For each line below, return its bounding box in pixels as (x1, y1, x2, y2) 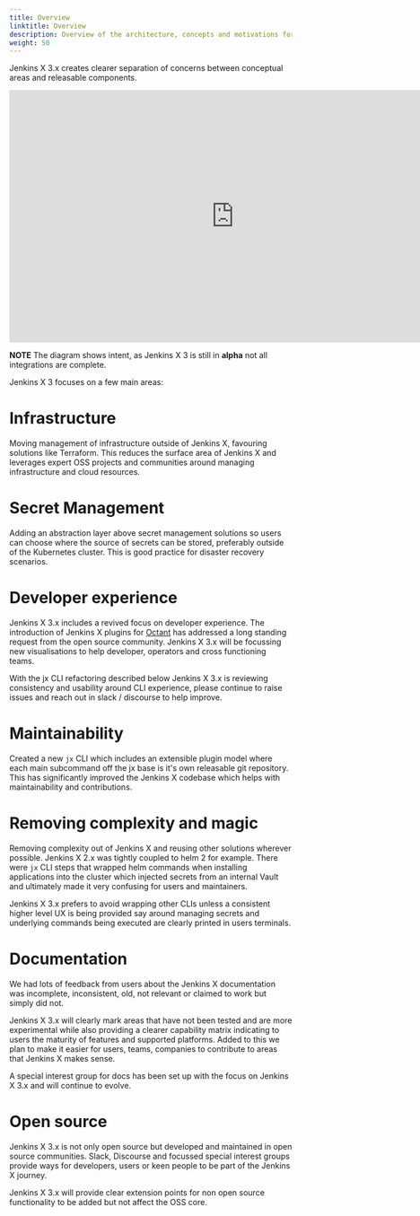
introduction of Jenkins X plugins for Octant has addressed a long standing (9, 627, 287, 638)
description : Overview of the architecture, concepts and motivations (9, 30, 279, 39)
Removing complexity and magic (9, 813, 258, 834)
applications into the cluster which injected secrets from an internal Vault (9, 871, 279, 882)
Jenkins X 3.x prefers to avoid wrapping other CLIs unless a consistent (9, 898, 271, 909)
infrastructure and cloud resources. (9, 467, 141, 477)
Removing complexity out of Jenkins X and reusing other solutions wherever (9, 843, 292, 853)
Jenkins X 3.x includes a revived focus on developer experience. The (9, 617, 265, 628)
